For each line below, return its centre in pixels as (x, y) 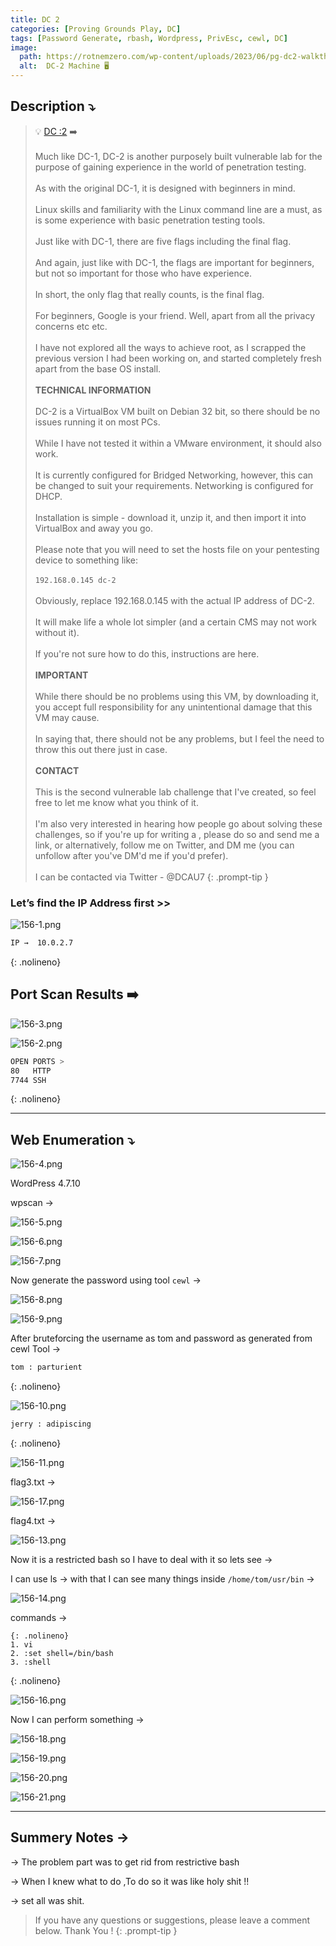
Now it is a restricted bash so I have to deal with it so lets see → (141, 1559)
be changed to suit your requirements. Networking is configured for (174, 485)
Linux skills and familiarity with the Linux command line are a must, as (178, 209)
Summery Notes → (70, 1837)
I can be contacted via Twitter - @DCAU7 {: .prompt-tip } (151, 877)
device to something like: (86, 560)
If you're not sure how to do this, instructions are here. (147, 653)
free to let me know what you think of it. (116, 802)
